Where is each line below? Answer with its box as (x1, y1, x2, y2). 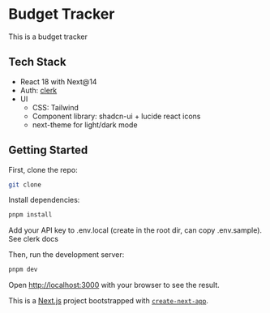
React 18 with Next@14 (19, 76, 97, 86)
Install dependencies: (8, 195, 80, 205)
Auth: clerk (19, 85, 58, 95)
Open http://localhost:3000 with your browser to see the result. (8, 281, 221, 290)
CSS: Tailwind (32, 102, 79, 112)
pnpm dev (8, 265, 38, 274)
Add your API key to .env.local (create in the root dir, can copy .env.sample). (8, 225, 262, 235)
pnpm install (8, 211, 53, 219)
